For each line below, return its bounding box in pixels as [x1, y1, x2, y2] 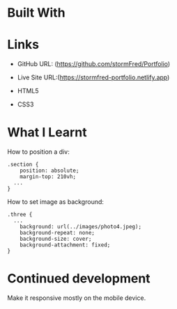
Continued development [7, 271, 151, 287]
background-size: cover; [20, 235, 92, 243]
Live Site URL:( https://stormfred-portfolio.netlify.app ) [17, 73, 170, 81]
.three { [7, 211, 33, 219]
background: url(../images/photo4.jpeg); [20, 223, 141, 230]
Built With [7, 5, 66, 21]
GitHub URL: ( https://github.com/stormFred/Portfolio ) [17, 60, 171, 68]
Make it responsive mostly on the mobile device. [7, 294, 146, 302]
